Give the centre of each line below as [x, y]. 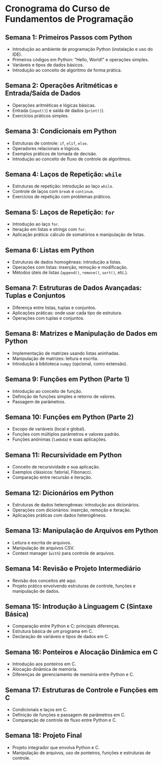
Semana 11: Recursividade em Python [63, 455]
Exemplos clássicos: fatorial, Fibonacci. [52, 472]
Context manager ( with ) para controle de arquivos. [64, 553]
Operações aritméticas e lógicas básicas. [54, 105]
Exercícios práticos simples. [41, 115]
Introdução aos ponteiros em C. [44, 664]
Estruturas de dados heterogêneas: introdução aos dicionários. [76, 504]
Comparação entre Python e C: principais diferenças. [66, 626]
